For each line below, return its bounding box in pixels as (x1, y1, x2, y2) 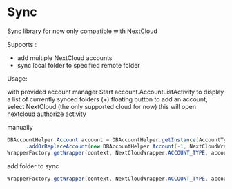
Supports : (7, 40, 37, 48)
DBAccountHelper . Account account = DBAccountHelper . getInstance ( (7, 136, 199, 143)
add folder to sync (7, 161, 59, 170)
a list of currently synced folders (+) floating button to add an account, (7, 94, 208, 103)
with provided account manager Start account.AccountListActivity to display (7, 88, 224, 96)
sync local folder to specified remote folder (17, 61, 140, 69)
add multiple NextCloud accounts (17, 53, 113, 62)
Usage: (7, 74, 28, 83)
